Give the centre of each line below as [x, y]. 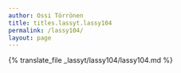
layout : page [30, 38]
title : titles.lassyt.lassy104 [60, 23]
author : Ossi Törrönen [46, 15]
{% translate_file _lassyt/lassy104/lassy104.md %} [90, 60]
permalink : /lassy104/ [46, 30]
